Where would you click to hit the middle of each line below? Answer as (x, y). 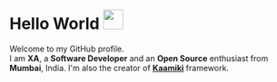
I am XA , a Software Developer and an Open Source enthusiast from (139, 58)
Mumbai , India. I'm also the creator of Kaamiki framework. (119, 68)
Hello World (54, 24)
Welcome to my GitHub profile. (67, 49)
